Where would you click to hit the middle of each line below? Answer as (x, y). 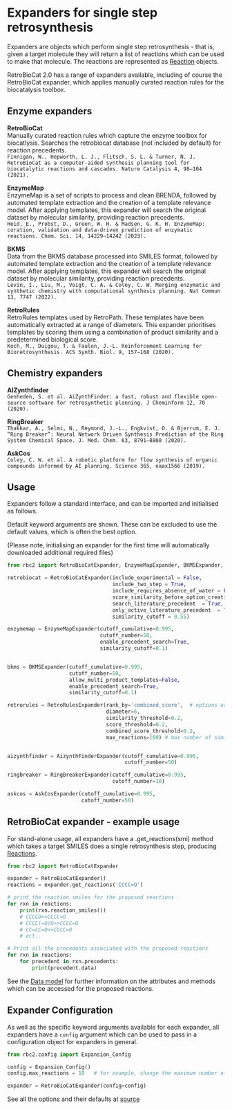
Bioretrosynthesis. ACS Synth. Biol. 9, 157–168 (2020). (91, 352)
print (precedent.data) (65, 968)
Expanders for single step (82, 13)
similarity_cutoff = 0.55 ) (151, 617)
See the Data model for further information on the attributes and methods (112, 981)
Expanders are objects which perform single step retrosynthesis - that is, (111, 46)
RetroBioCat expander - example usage (94, 822)
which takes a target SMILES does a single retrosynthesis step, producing (112, 846)
